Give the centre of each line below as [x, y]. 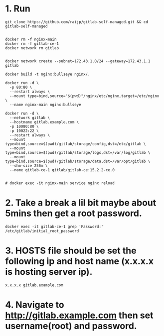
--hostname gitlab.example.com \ [44, 122]
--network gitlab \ [30, 117]
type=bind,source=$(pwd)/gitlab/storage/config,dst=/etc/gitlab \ [76, 144]
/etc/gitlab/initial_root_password [42, 231]
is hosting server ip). [49, 272]
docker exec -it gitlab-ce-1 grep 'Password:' [54, 226]
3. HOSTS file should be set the [71, 251]
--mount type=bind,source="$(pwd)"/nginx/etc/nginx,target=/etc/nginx [84, 96]
